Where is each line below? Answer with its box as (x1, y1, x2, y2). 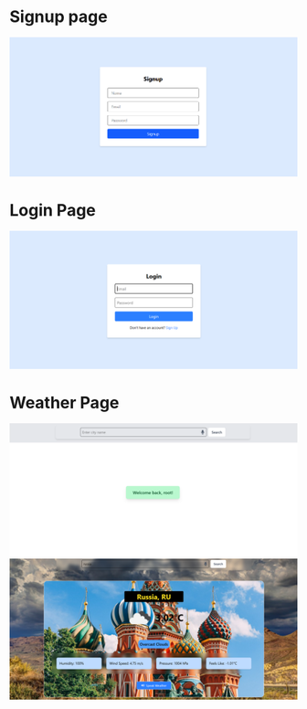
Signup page (9, 6, 108, 27)
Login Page (9, 199, 96, 220)
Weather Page (9, 393, 120, 413)
